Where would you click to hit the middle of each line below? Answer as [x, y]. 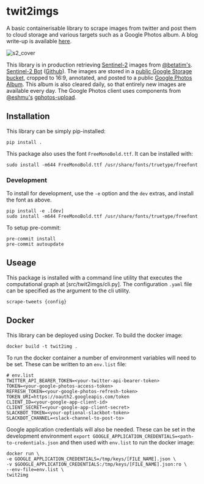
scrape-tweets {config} [37, 302]
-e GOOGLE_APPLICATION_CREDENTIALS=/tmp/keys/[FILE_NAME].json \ [91, 459]
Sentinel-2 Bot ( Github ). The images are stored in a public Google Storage [99, 71]
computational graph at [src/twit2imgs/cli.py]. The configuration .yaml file [99, 284]
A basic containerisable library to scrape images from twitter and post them [101, 28]
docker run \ [23, 453]
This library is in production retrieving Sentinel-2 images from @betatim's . [99, 65]
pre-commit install [31, 239]
